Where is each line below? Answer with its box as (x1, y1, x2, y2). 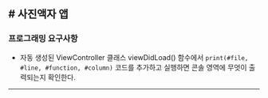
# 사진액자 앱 (8, 7, 69, 21)
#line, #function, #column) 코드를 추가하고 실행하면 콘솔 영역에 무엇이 (19, 62, 247, 72)
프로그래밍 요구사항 (8, 33, 78, 44)
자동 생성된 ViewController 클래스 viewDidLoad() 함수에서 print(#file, (19, 52, 249, 62)
